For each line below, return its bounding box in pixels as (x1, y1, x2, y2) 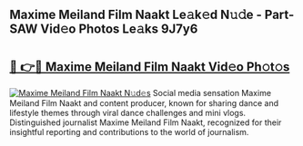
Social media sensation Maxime (153, 88, 271, 98)
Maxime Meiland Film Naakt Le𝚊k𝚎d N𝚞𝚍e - (9, 7, 262, 23)
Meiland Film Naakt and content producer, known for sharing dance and (9, 98, 279, 108)
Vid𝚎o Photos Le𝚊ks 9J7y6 (40, 22, 198, 37)
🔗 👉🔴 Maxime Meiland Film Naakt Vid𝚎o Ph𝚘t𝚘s (9, 59, 290, 74)
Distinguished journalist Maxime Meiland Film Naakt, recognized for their (9, 117, 282, 128)
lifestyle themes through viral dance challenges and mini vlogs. (9, 108, 247, 118)
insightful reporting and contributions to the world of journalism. (9, 127, 249, 137)
